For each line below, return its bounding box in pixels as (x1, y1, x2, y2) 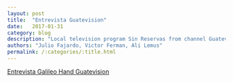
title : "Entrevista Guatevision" (7, 17, 107, 23)
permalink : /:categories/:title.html (7, 49, 116, 56)
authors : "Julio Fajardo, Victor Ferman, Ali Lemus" (7, 42, 163, 49)
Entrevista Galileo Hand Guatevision (7, 67, 110, 76)
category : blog (7, 29, 51, 37)
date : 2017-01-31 (7, 23, 64, 30)
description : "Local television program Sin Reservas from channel (7, 36, 207, 43)
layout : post (7, 10, 45, 17)
